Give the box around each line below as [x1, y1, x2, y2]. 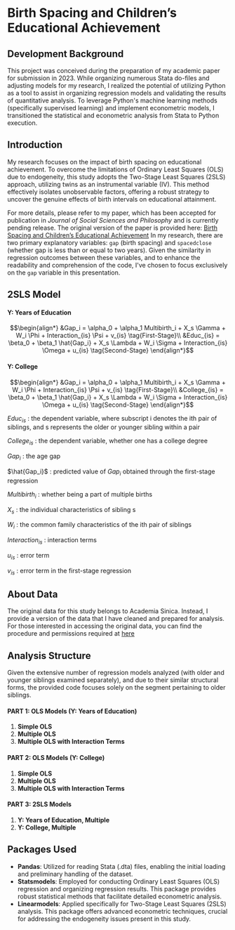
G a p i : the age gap [7, 452, 61, 461]
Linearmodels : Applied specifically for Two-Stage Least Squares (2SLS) [17, 899, 227, 908]
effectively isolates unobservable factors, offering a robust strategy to [7, 188, 210, 196]
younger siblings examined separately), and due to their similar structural [7, 676, 219, 684]
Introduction [7, 139, 63, 151]
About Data [7, 588, 58, 600]
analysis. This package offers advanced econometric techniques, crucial [17, 907, 228, 915]
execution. [7, 119, 38, 127]
